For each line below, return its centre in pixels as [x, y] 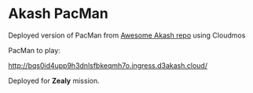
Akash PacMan [58, 14]
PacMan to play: [34, 50]
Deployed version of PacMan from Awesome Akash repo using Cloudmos [127, 35]
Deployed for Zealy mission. [54, 80]
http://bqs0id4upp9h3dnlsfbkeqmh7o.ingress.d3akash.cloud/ [108, 65]
